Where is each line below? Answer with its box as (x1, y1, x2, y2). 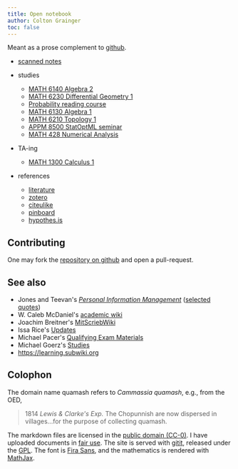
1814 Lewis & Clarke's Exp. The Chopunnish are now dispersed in (24, 409, 217, 418)
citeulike (28, 201, 53, 209)
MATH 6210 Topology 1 (28, 115, 96, 123)
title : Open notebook (7, 10, 72, 18)
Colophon (7, 369, 52, 381)
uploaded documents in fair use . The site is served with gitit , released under (7, 438, 231, 447)
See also (7, 276, 46, 288)
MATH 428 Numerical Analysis (28, 130, 119, 139)
